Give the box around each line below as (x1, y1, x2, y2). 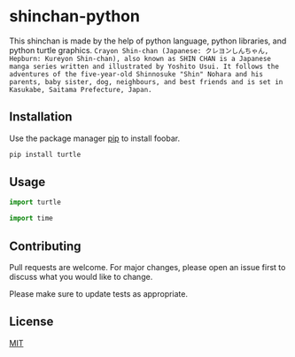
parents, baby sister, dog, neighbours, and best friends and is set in (9, 77, 283, 86)
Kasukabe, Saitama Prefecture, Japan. (9, 85, 152, 94)
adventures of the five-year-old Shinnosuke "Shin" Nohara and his (9, 69, 264, 79)
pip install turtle (9, 150, 82, 159)
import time (9, 214, 53, 223)
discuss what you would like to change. (9, 272, 153, 282)
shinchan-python (9, 6, 140, 27)
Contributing (9, 238, 82, 253)
